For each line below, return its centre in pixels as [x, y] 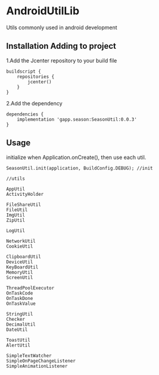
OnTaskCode [20, 293]
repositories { [36, 76]
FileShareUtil [24, 204]
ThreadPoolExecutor [30, 288]
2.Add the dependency [34, 103]
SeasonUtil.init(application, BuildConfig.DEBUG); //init [79, 168]
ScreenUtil [20, 277]
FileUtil [17, 210]
